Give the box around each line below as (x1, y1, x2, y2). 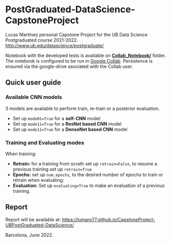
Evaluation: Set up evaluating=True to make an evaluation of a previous (12, 182, 165, 189)
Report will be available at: (5, 216, 61, 222)
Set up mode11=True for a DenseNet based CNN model (12, 126, 127, 132)
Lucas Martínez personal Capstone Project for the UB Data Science (5, 31, 148, 38)
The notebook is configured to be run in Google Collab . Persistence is (5, 58, 153, 64)
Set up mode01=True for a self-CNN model (12, 115, 101, 121)
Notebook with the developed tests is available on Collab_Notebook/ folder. (5, 52, 166, 59)
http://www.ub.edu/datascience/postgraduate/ (5, 42, 104, 48)
